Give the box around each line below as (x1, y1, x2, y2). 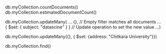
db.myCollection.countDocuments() (5, 4, 79, 10)
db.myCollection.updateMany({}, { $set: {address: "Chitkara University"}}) (5, 34, 158, 39)
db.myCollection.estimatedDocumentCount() (5, 9, 97, 15)
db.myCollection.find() (5, 43, 51, 49)
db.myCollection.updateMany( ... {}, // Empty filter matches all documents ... (5, 19, 162, 25)
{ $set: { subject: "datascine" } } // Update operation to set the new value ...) (5, 24, 161, 30)
